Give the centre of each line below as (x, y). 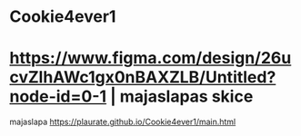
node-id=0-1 (58, 97)
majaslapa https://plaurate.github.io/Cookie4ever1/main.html (123, 122)
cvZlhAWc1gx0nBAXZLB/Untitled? (143, 78)
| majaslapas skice (181, 97)
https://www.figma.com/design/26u (150, 58)
